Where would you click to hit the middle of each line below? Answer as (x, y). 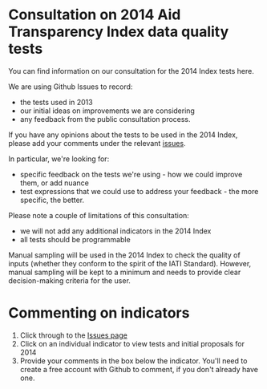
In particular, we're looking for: (59, 159)
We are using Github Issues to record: (71, 87)
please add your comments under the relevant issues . (97, 143)
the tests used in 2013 (57, 102)
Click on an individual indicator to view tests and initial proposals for (132, 343)
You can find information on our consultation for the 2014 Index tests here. (131, 71)
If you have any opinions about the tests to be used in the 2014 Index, (123, 135)
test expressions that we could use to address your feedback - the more (139, 191)
